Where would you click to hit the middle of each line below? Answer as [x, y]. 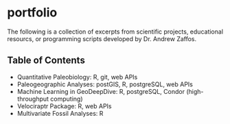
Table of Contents [46, 61]
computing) [67, 99]
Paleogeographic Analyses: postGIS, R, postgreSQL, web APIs [105, 84]
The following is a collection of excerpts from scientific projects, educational [115, 32]
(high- [195, 91]
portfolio [32, 13]
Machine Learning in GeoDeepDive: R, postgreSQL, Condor [101, 91]
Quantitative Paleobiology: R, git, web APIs [77, 77]
